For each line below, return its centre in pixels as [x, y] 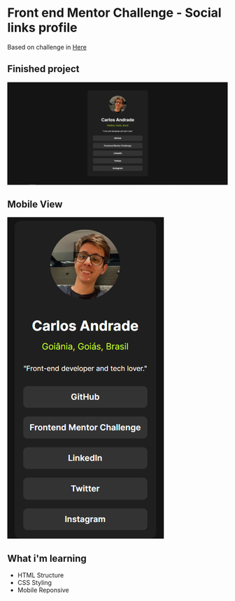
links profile [42, 28]
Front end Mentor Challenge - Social [114, 13]
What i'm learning [47, 558]
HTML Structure [41, 575]
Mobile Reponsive [43, 590]
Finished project [43, 69]
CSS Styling [35, 583]
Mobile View [35, 204]
